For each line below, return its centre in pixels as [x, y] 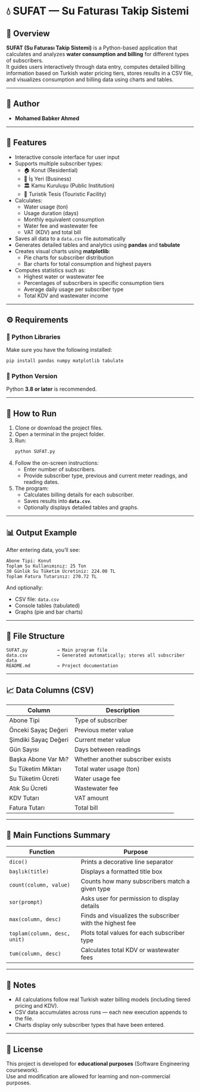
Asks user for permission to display [130, 898]
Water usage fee [97, 778]
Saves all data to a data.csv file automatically [70, 238]
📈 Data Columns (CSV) [50, 690]
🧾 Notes [21, 985]
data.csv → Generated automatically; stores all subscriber [96, 655]
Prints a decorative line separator [127, 862]
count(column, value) [40, 885]
